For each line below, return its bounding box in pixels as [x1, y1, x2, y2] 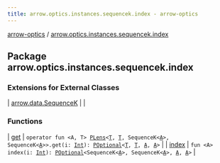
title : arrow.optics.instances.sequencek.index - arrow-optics [7, 10, 199, 18]
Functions [7, 116, 43, 126]
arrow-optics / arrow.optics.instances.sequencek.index [7, 30, 169, 38]
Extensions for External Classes [7, 82, 120, 92]
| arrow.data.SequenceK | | [7, 99, 86, 107]
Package [7, 50, 48, 62]
